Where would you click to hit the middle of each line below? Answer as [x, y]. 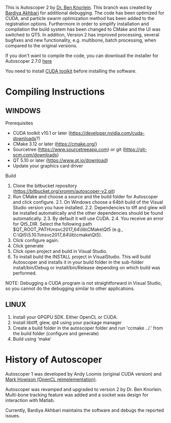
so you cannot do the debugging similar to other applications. [70, 288]
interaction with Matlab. [30, 400]
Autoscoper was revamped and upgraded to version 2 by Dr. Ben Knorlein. [84, 389]
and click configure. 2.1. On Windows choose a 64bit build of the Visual [88, 202]
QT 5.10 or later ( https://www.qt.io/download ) [60, 160]
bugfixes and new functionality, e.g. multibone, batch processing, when [81, 40]
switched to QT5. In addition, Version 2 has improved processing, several [82, 35]
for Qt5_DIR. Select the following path [52, 224]
